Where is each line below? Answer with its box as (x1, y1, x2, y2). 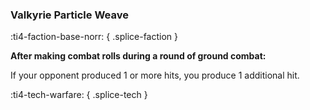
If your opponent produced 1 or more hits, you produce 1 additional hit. (10, 69, 300, 82)
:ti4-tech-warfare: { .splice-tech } (10, 89, 148, 101)
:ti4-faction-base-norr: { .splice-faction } (10, 31, 178, 43)
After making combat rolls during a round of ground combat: (10, 50, 267, 62)
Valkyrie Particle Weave (10, 8, 129, 22)
